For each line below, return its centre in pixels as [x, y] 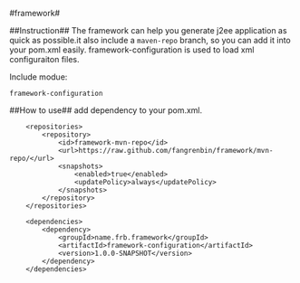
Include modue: [39, 77]
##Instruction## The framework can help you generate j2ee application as [148, 30]
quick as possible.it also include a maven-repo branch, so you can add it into [150, 40]
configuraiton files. [44, 59]
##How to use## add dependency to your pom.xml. [106, 110]
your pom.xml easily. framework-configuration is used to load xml [132, 50]
